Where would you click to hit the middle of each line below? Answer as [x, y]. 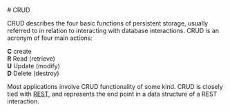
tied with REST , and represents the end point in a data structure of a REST [112, 94]
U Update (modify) [34, 66]
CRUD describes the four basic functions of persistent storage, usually [108, 23]
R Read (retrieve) [31, 59]
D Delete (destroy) [33, 73]
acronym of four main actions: [50, 38]
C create [20, 51]
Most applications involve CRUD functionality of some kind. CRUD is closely [115, 87]
